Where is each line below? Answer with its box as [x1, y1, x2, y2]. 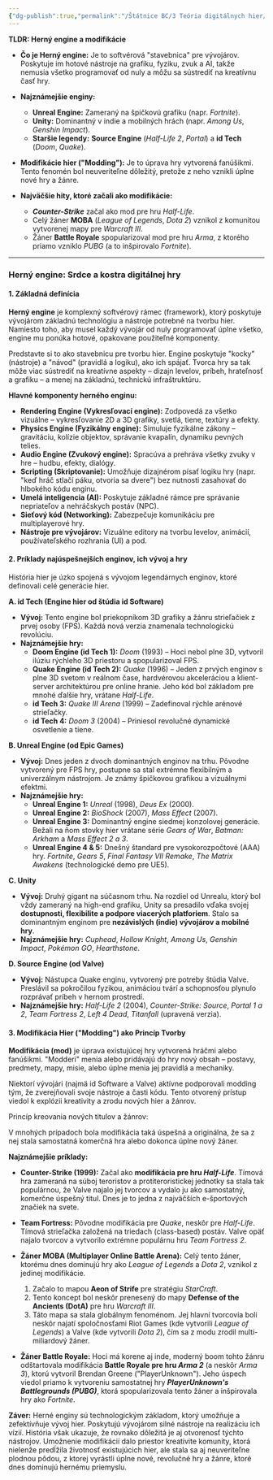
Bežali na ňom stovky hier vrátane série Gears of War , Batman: [32, 825, 244, 835]
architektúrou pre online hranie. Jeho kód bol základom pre [55, 681, 254, 691]
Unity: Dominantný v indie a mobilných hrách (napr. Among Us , [32, 115, 245, 126]
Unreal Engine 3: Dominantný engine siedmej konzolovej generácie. [32, 816, 261, 826]
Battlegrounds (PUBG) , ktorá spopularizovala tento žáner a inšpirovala [19, 1387, 258, 1396]
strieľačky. [32, 707, 68, 717]
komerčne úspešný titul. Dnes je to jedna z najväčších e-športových [19, 1194, 248, 1204]
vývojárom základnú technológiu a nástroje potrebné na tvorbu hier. [8, 315, 236, 325]
